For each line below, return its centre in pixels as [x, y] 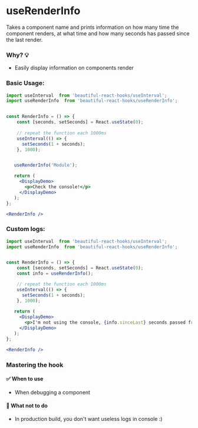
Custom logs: [26, 229]
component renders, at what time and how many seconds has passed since [98, 33]
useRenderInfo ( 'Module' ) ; [46, 165]
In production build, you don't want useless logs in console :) [89, 419]
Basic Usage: [25, 83]
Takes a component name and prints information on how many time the [93, 27]
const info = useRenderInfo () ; [55, 274]
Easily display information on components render [74, 68]
